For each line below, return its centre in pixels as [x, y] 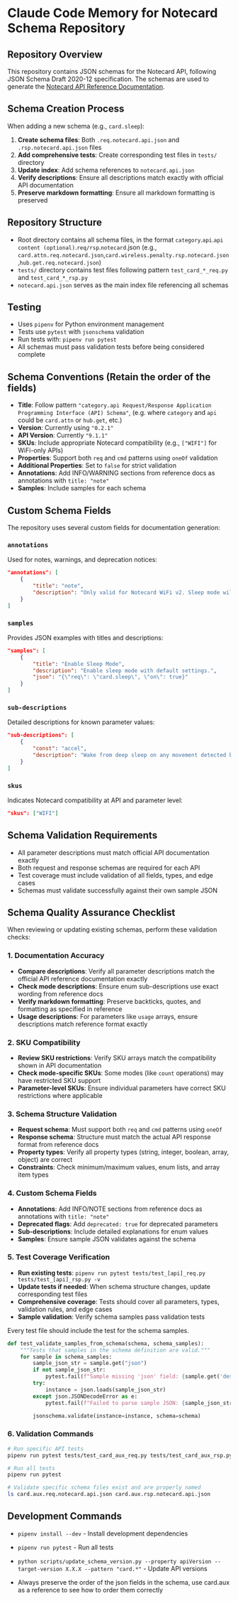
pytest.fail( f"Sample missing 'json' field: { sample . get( [132, 1376]
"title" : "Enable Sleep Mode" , [79, 664]
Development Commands [65, 1516]
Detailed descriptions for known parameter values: [81, 722]
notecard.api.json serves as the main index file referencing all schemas [123, 285]
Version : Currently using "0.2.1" [66, 428]
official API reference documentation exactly [83, 979]
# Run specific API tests [45, 1449]
